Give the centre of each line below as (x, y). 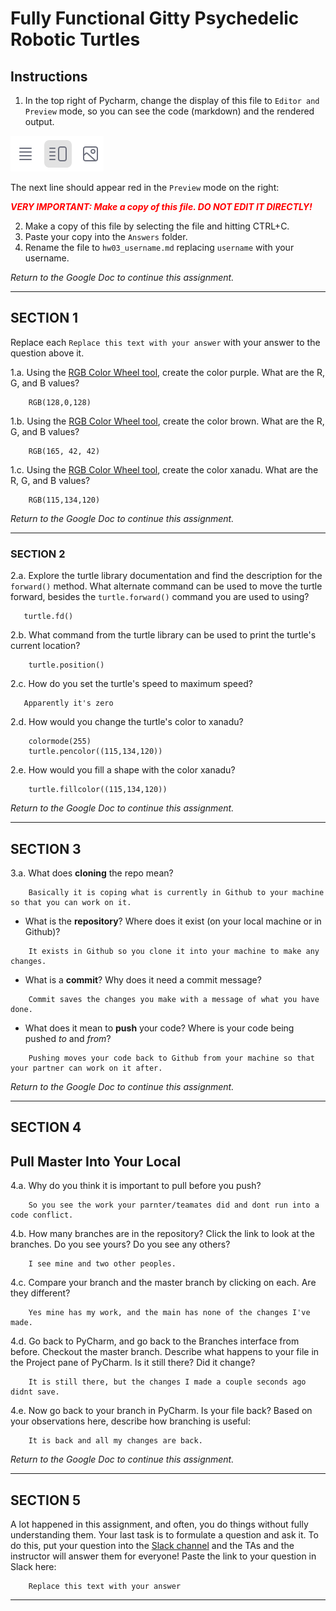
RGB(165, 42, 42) (64, 451)
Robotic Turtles (75, 39)
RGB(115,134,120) (64, 500)
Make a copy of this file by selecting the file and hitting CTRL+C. (157, 226)
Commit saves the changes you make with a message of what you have (174, 999)
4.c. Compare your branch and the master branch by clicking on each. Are (163, 1283)
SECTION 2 (38, 554)
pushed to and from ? (68, 1038)
